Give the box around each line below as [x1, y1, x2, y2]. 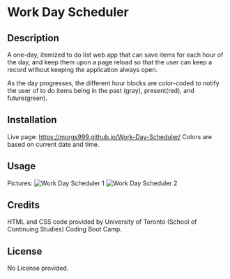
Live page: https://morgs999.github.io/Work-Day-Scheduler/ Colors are [7, 132, 213, 141]
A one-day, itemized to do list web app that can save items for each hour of [7, 50, 224, 59]
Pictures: [7, 179, 33, 187]
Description [7, 32, 59, 44]
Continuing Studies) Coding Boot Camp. [7, 225, 122, 234]
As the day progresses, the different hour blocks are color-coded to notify [7, 79, 220, 87]
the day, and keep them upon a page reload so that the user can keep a [7, 58, 213, 66]
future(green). [7, 94, 47, 102]
